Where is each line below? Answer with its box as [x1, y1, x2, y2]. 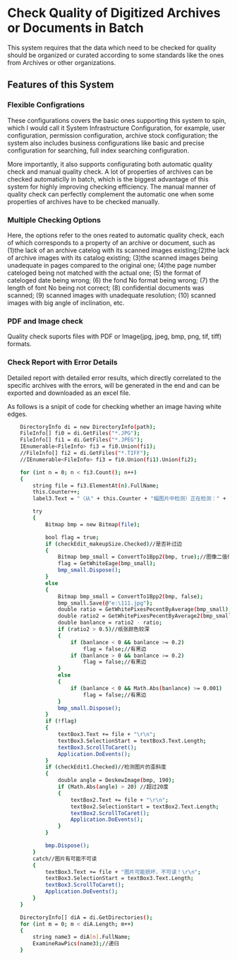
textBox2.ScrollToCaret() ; [70, 810, 150, 817]
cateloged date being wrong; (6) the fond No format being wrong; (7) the [7, 275, 219, 284]
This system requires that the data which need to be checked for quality [7, 43, 217, 52]
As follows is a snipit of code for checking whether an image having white [7, 402, 222, 410]
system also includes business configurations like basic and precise [7, 138, 205, 147]
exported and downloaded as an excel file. [7, 389, 131, 397]
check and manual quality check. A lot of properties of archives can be [7, 167, 214, 176]
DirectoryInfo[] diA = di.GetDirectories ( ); [20, 913, 153, 921]
